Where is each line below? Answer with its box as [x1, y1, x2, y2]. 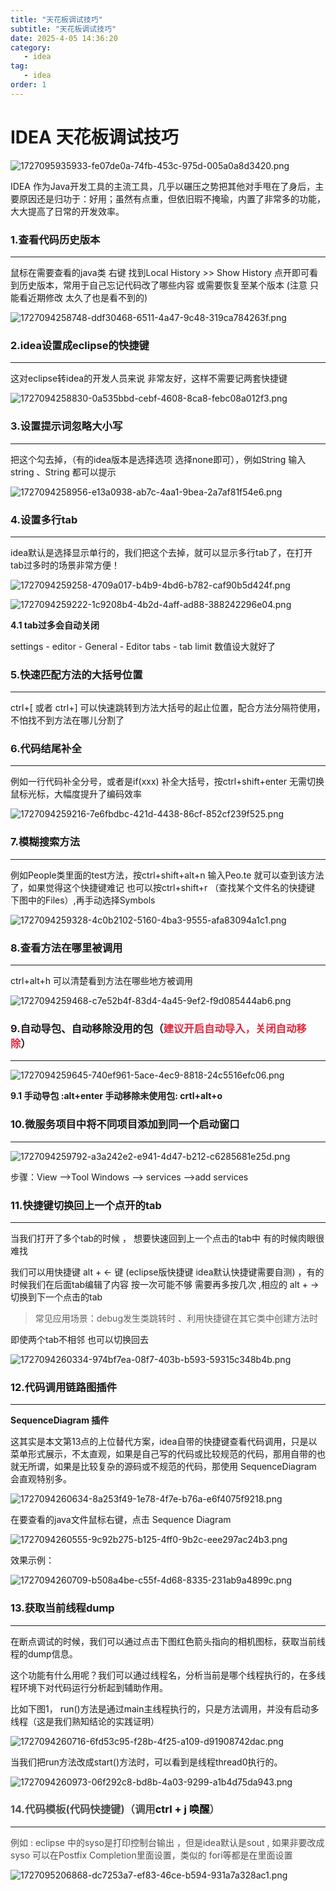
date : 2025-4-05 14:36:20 [10, 33, 118, 43]
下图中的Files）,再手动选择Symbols [10, 894, 156, 906]
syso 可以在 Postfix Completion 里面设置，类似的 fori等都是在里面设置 [10, 1849, 293, 1861]
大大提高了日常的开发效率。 [10, 205, 125, 217]
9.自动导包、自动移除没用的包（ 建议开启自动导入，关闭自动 [10, 1021, 297, 1035]
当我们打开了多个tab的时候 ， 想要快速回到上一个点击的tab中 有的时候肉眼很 [10, 1232, 325, 1244]
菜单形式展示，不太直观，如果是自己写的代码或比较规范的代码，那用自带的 [10, 1448, 317, 1460]
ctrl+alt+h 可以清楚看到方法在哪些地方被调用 [10, 975, 193, 987]
